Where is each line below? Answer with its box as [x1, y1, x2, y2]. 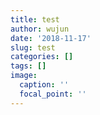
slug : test [10, 42, 56, 53]
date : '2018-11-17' [10, 33, 92, 43]
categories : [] [10, 52, 74, 62]
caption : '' [19, 80, 70, 90]
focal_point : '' [19, 89, 87, 99]
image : [10, 71, 38, 81]
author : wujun [10, 24, 70, 34]
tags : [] [10, 61, 47, 71]
